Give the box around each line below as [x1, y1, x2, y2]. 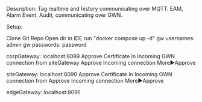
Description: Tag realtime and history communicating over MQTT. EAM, [6, 5, 183, 12]
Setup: [6, 23, 23, 30]
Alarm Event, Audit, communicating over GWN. [6, 11, 122, 19]
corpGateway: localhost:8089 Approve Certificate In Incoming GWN [6, 53, 175, 59]
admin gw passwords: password [6, 41, 87, 48]
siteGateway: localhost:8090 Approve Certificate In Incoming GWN [6, 71, 173, 77]
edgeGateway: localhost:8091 [6, 89, 80, 95]
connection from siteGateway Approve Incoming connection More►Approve [6, 59, 196, 66]
